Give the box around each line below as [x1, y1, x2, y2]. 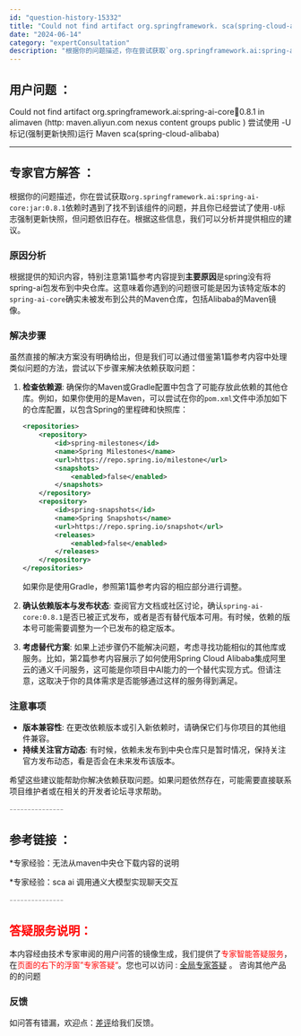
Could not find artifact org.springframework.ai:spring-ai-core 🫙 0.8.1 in [9, 106, 265, 117]
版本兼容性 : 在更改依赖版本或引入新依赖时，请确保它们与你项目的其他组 [21, 722, 287, 733]
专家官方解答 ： [9, 165, 95, 180]
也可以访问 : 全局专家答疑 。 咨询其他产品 [133, 960, 287, 971]
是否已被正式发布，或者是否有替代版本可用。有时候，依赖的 [62, 612, 283, 622]
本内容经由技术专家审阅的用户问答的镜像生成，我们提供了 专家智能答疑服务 [9, 948, 284, 960]
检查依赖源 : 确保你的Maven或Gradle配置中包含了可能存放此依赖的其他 [21, 382, 280, 393]
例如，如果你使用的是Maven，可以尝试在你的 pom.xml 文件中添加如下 [38, 393, 288, 404]
